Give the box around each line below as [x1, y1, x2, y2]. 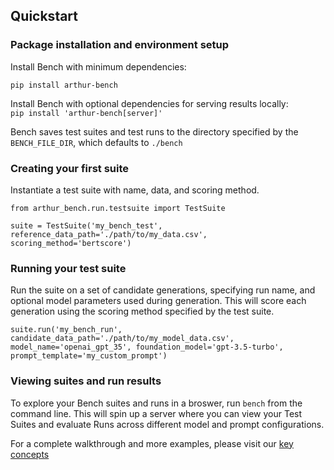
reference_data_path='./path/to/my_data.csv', [10, 229, 208, 239]
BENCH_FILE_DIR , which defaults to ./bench [10, 136, 183, 148]
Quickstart [10, 8, 79, 25]
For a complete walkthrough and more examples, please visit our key [10, 437, 294, 449]
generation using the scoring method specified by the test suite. [10, 305, 275, 318]
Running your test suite [10, 261, 127, 275]
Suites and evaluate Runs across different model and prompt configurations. [10, 418, 325, 430]
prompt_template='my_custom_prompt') [10, 351, 168, 361]
